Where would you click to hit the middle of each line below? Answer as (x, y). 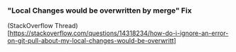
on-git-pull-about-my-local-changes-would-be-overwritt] (92, 41)
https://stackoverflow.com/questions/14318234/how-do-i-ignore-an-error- (119, 33)
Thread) (66, 26)
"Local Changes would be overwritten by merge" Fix (100, 11)
